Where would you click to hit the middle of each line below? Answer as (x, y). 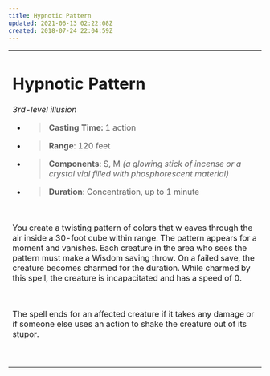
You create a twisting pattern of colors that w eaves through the (133, 228)
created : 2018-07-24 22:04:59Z (61, 30)
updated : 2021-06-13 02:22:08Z (61, 23)
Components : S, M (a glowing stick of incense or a (145, 164)
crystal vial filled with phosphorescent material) (139, 173)
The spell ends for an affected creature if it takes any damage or (133, 313)
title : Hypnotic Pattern (50, 16)
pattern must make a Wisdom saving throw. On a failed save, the (134, 257)
